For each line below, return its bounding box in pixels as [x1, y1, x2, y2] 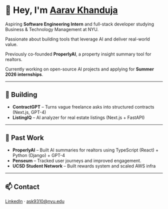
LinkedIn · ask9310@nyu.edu [5, 198, 65, 204]
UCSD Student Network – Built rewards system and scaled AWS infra [12, 162, 156, 169]
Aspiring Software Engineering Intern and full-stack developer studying [5, 21, 154, 27]
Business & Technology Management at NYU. [5, 26, 99, 32]
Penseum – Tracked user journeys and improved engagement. [12, 157, 141, 163]
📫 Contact [5, 182, 40, 191]
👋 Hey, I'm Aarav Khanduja [5, 4, 118, 16]
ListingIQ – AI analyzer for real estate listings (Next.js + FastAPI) [12, 114, 145, 120]
